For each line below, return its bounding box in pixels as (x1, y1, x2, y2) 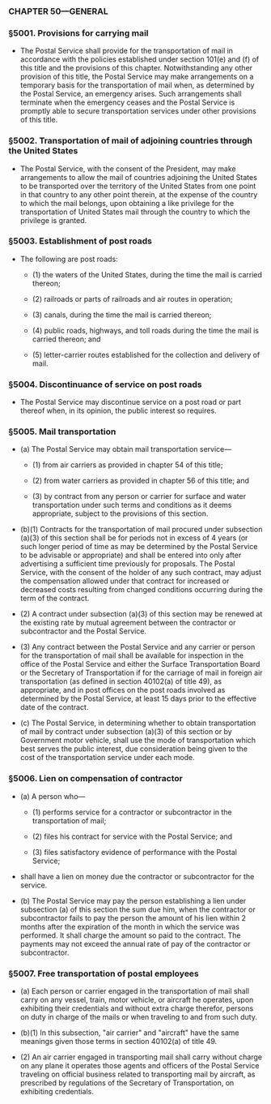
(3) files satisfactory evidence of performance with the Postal (32, 847, 237, 857)
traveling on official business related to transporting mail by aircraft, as (19, 1069, 256, 1079)
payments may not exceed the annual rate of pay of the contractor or (19, 939, 251, 948)
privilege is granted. (19, 215, 87, 225)
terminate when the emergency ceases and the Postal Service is (19, 97, 235, 107)
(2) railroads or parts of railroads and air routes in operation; (32, 294, 233, 303)
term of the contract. (19, 594, 90, 604)
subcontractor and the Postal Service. (19, 626, 147, 636)
